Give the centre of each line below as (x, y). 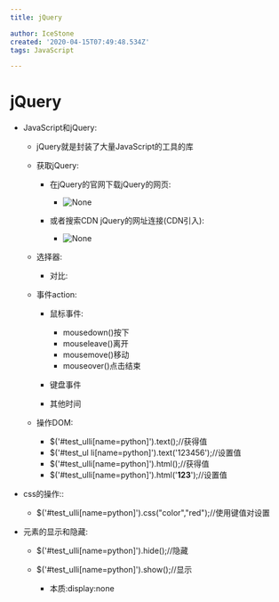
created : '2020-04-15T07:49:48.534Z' (80, 42)
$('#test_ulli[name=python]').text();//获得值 (128, 442)
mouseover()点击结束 (102, 366)
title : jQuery (36, 17)
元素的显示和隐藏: (55, 532)
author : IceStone (42, 33)
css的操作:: (44, 494)
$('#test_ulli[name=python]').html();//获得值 (129, 464)
